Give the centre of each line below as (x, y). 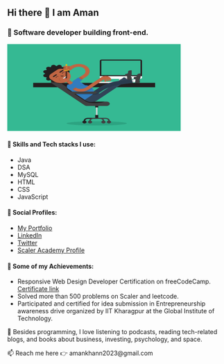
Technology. (35, 318)
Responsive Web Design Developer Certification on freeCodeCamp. (114, 281)
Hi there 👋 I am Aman (53, 13)
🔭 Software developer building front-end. (78, 33)
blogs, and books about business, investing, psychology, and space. (105, 339)
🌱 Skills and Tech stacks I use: (51, 144)
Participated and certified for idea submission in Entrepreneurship (111, 304)
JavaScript (33, 197)
